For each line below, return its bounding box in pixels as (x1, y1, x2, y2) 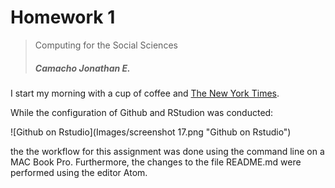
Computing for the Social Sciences (34, 39, 178, 51)
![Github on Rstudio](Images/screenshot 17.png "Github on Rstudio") (10, 126, 292, 138)
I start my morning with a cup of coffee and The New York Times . (10, 87, 280, 99)
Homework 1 (10, 6, 116, 29)
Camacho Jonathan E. (34, 62, 131, 74)
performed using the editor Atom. (10, 166, 148, 178)
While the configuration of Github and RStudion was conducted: (10, 106, 274, 118)
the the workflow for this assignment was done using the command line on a (10, 145, 325, 157)
